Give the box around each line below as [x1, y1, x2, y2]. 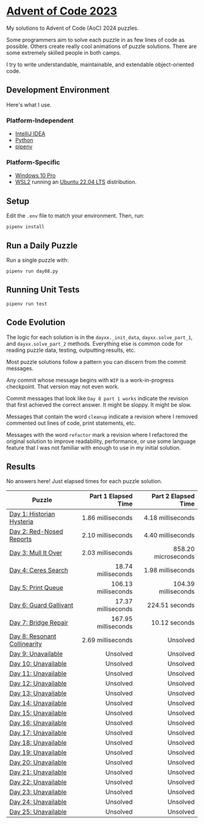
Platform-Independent [6, 116, 74, 125]
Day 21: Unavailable [9, 768, 67, 777]
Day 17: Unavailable [9, 729, 67, 737]
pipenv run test [6, 301, 47, 307]
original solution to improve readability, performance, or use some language [6, 438, 196, 445]
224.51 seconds [147, 601, 195, 609]
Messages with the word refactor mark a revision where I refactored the [6, 431, 188, 438]
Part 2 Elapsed [151, 492, 195, 501]
